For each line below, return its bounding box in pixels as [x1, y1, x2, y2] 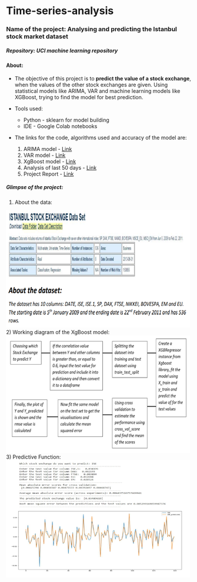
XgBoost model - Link [23, 157, 76, 165]
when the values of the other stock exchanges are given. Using [14, 81, 168, 88]
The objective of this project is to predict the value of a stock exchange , [14, 75, 191, 82]
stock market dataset [6, 32, 69, 41]
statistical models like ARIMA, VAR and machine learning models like [14, 87, 181, 95]
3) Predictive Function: [6, 453, 61, 460]
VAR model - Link [23, 152, 66, 159]
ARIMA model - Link [23, 145, 72, 152]
